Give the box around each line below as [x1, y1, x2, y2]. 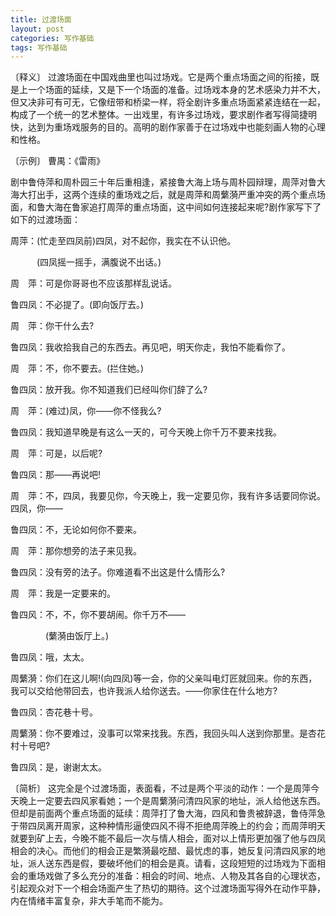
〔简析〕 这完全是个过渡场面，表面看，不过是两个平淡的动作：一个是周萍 [10, 782, 311, 795]
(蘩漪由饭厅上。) [44, 630, 110, 642]
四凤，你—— [10, 502, 63, 515]
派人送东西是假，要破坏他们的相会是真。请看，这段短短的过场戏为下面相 [27, 857, 326, 870]
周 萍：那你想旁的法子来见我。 [10, 545, 142, 557]
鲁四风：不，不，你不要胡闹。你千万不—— [10, 609, 186, 621]
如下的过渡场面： [10, 214, 81, 226]
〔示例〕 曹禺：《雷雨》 [10, 155, 105, 167]
